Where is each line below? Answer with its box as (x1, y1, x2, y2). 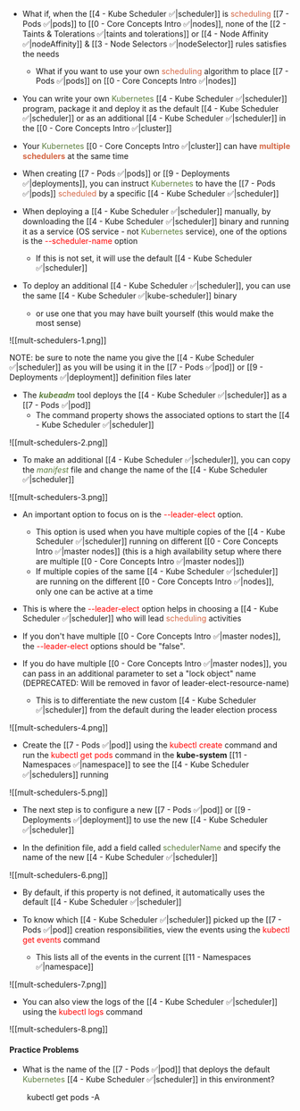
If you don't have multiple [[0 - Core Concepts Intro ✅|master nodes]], (21, 631, 281, 641)
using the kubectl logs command (21, 1007, 143, 1017)
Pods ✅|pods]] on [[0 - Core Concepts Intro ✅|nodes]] (35, 76, 237, 86)
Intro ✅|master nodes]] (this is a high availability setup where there (35, 546, 282, 556)
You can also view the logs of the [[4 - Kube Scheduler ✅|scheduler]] (21, 997, 279, 1007)
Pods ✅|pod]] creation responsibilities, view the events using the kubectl (21, 924, 290, 935)
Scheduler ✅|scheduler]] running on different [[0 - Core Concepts (35, 536, 279, 547)
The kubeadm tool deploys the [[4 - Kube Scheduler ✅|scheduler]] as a (21, 389, 287, 400)
